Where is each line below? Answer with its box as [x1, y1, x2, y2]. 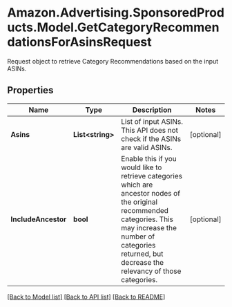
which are [120, 180, 153, 189]
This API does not [120, 125, 178, 135]
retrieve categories [120, 171, 183, 180]
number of [120, 232, 155, 241]
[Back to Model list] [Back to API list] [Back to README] [7, 292, 166, 301]
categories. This [120, 214, 174, 224]
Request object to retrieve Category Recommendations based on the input [7, 57, 219, 65]
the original [120, 197, 157, 207]
